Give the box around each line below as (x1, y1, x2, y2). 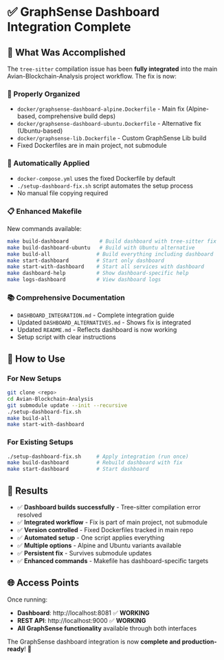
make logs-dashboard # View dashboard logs (7, 276, 161, 283)
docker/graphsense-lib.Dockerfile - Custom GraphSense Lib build (16, 134, 207, 142)
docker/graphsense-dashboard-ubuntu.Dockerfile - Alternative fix (16, 120, 201, 128)
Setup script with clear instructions (16, 333, 117, 341)
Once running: (7, 595, 48, 604)
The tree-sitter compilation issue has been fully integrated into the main (7, 65, 218, 73)
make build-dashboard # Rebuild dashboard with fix (7, 459, 183, 466)
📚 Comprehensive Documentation (7, 293, 126, 302)
